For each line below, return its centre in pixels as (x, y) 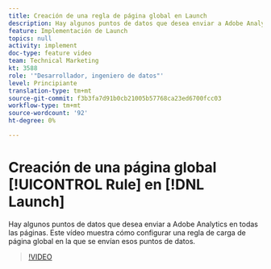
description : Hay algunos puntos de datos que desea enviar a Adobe (126, 23)
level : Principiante (43, 83)
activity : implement (43, 46)
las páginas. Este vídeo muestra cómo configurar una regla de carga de (127, 232)
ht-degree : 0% (32, 121)
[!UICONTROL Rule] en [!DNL (106, 185)
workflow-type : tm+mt (45, 106)
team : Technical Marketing (54, 61)
